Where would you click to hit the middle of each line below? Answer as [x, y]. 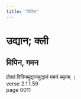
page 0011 [19, 90]
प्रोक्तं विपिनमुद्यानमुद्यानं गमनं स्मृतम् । [41, 77]
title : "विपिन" [23, 11]
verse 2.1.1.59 [22, 84]
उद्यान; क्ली [27, 40]
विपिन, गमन [22, 63]
